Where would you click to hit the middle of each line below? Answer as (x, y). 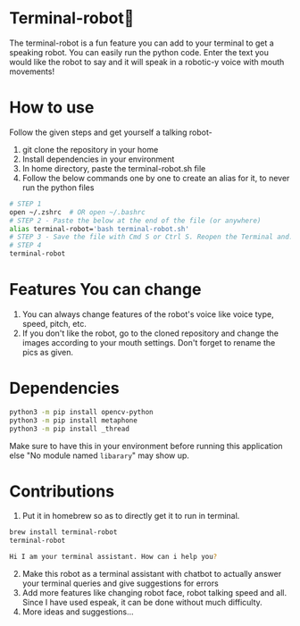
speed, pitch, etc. (54, 323)
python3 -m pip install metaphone (74, 420)
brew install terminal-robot (63, 532)
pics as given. (48, 352)
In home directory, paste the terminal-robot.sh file (114, 168)
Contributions (62, 491)
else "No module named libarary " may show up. (100, 455)
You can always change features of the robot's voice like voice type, (148, 314)
